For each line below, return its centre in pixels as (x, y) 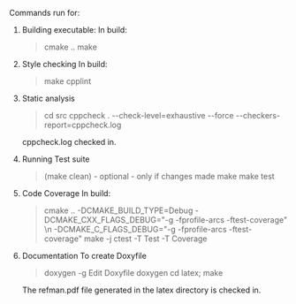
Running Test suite (56, 159)
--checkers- (258, 115)
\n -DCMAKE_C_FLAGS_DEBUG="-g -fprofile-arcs (135, 229)
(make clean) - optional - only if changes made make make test (159, 176)
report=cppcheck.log (83, 125)
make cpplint (67, 81)
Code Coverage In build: (66, 193)
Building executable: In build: (75, 30)
